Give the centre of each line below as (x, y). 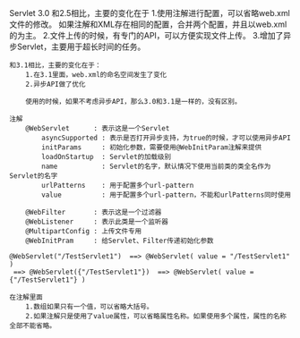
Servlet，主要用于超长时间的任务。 (81, 46)
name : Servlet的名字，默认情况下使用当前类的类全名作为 (156, 166)
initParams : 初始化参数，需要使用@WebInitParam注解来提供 (152, 148)
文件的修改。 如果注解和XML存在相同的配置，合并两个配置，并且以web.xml (148, 24)
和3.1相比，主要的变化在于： (56, 65)
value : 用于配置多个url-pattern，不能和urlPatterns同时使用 (166, 195)
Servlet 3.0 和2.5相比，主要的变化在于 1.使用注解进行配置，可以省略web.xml (150, 13)
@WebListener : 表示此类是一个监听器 (97, 222)
